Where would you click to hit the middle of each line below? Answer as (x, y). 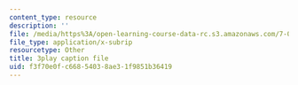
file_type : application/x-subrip (71, 42)
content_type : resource (53, 17)
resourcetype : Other (47, 50)
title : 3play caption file (59, 58)
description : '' (39, 26)
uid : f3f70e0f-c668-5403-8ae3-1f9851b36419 (91, 67)
